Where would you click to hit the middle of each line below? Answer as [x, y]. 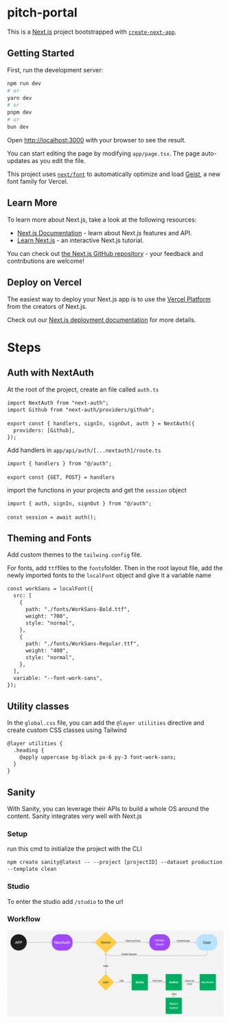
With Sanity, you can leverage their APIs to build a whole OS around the [108, 808]
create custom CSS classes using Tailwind [67, 730]
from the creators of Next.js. [47, 306]
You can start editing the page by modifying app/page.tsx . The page [104, 153]
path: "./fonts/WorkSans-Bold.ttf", [78, 610]
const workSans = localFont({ [50, 589]
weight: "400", [47, 651]
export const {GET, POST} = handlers [61, 477]
